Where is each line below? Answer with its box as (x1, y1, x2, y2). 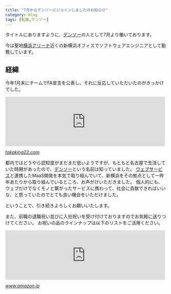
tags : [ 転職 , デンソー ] (5, 17, 49, 22)
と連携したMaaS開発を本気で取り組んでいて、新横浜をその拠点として (10, 172, 156, 179)
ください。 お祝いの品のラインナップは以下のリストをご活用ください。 (14, 220, 163, 226)
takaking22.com (5, 149, 40, 155)
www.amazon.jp (5, 283, 40, 289)
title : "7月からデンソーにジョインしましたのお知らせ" (5, 7, 108, 13)
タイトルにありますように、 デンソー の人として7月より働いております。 (5, 32, 155, 38)
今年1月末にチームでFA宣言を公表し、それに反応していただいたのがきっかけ (5, 80, 164, 86)
